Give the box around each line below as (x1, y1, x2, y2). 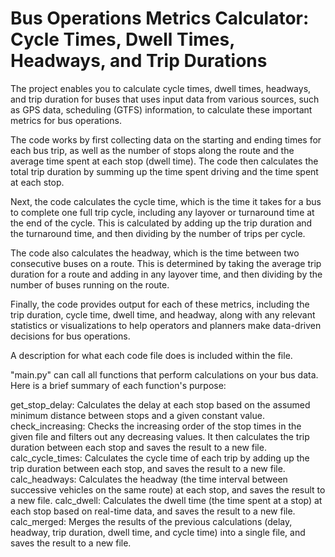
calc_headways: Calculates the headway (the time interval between (10, 473, 288, 485)
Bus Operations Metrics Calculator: (10, 7, 310, 30)
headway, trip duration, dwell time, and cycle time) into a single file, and (10, 526, 306, 538)
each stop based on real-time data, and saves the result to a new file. (10, 505, 296, 517)
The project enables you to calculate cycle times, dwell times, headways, (10, 82, 312, 94)
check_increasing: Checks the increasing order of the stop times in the (10, 420, 302, 432)
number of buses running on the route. (10, 278, 170, 291)
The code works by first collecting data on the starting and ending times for (10, 133, 322, 146)
